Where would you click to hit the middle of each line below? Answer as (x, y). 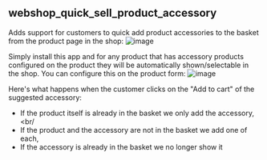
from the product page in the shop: (66, 41)
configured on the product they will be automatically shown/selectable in (129, 65)
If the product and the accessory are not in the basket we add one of (133, 130)
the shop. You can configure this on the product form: (97, 73)
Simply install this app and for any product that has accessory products (126, 56)
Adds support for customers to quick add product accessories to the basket (133, 32)
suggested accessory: (45, 97)
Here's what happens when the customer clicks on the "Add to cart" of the (131, 89)
